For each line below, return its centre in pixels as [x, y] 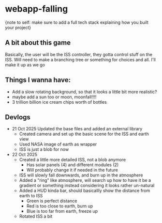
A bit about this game [38, 43]
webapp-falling [37, 9]
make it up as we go [25, 64]
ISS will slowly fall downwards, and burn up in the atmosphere [81, 175]
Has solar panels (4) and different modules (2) [73, 165]
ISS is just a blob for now [44, 149]
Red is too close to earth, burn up [60, 206]
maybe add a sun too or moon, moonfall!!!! [54, 97]
